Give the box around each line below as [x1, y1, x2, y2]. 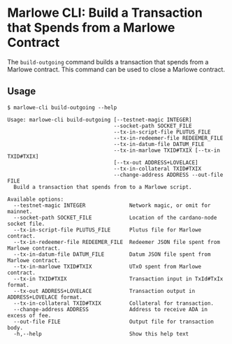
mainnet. [7, 208, 33, 215]
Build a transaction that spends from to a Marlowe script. [13, 183, 192, 190]
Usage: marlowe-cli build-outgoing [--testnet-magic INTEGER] [7, 116, 192, 123]
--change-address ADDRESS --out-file [113, 171, 224, 178]
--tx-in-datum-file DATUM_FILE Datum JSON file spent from [13, 250, 211, 258]
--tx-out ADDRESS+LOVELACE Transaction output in [13, 287, 196, 294]
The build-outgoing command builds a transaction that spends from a [7, 57, 209, 66]
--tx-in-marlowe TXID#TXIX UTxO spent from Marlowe [13, 263, 201, 270]
